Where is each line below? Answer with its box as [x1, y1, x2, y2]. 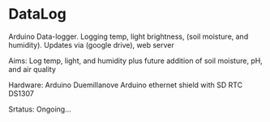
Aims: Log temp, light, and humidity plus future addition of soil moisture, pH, [8, 56, 264, 65]
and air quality [8, 64, 57, 74]
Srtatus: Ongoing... [8, 104, 71, 114]
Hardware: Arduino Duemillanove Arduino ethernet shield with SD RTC [8, 80, 243, 90]
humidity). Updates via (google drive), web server [8, 40, 174, 49]
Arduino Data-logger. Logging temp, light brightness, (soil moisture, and [8, 32, 249, 41]
